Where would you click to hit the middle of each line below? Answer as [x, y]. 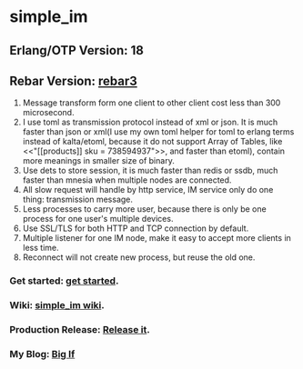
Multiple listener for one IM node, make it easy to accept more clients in [157, 238]
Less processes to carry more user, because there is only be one [144, 209]
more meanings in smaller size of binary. [98, 161]
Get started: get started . [64, 281]
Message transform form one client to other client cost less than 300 [151, 103]
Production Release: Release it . [80, 330]
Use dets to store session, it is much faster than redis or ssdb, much [150, 171]
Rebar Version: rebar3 [74, 80]
